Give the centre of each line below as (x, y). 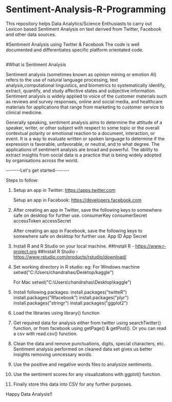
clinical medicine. (24, 113)
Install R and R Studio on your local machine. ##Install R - (74, 246)
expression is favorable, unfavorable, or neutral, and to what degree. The (83, 144)
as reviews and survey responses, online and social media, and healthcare (84, 102)
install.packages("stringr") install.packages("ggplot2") (70, 303)
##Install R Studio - (58, 252)
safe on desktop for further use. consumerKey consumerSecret (80, 215)
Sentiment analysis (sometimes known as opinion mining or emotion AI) (81, 75)
